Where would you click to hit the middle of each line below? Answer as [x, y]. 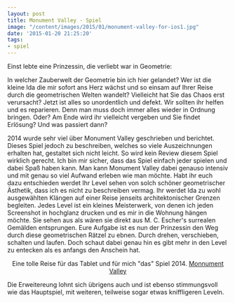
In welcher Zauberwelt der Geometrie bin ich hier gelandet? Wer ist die [109, 80]
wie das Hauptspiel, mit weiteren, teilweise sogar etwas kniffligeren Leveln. [116, 292]
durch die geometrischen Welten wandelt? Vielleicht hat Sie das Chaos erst [116, 95]
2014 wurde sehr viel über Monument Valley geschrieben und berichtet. [111, 138]
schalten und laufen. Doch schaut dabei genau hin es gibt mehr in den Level [117, 242]
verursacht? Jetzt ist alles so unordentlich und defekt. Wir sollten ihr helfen [116, 102]
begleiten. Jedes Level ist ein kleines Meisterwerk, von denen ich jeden [110, 205]
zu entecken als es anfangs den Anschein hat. [74, 250]
